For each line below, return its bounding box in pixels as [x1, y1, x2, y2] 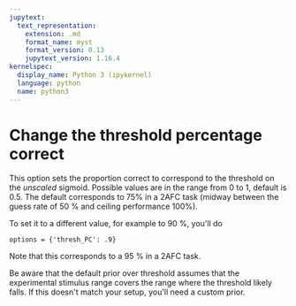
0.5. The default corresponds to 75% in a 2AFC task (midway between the [9, 192, 279, 203]
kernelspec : [9, 63, 53, 72]
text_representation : [17, 21, 97, 30]
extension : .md [25, 29, 81, 38]
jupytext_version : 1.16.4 [25, 54, 121, 63]
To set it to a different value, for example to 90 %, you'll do [9, 218, 223, 229]
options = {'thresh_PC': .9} [9, 235, 117, 244]
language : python [17, 79, 81, 88]
